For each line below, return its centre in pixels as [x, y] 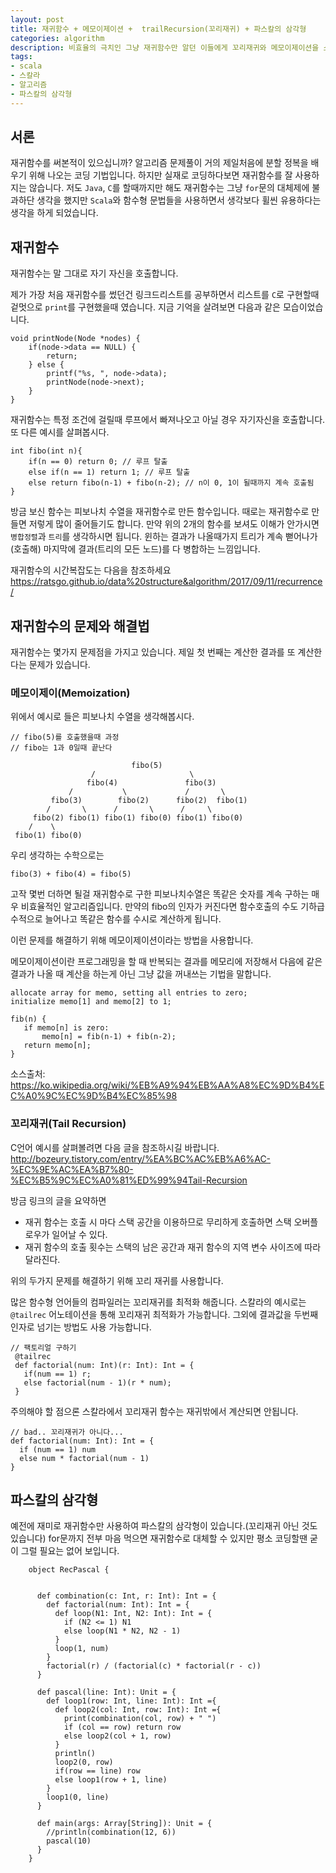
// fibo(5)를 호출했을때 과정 [65, 737]
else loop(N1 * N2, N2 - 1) [122, 1631]
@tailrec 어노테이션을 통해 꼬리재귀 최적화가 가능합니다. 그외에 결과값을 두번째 [164, 1314]
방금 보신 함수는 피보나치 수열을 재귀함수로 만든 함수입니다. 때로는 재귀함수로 [160, 512]
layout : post [37, 19]
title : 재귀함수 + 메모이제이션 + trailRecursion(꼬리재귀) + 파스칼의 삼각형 [158, 29]
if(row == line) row [97, 1771]
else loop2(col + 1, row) [117, 1736]
